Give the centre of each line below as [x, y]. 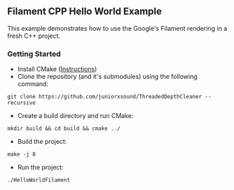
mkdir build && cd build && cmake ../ [64, 129]
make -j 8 [22, 154]
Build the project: [42, 142]
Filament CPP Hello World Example [85, 12]
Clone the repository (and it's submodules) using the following [107, 77]
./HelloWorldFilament [39, 180]
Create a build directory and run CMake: [75, 116]
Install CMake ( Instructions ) [57, 69]
